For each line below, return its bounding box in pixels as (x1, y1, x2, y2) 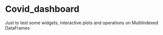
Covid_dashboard (5, 3, 80, 15)
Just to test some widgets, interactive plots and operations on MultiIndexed (5, 20, 159, 26)
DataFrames (5, 25, 30, 31)
